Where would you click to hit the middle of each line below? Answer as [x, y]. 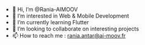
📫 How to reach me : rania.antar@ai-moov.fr [69, 36]
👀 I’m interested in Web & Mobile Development [71, 16]
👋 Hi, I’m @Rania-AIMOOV [45, 9]
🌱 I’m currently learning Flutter [50, 22]
